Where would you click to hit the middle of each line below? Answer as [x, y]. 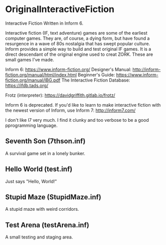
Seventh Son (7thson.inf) [45, 141]
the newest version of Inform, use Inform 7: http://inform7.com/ [70, 110]
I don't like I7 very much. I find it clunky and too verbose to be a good [77, 120]
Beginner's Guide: [96, 74]
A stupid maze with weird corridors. [42, 209]
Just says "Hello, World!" [31, 181]
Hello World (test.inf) [39, 169]
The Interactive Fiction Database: [96, 80]
